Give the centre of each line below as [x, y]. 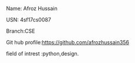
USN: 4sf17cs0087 [29, 20]
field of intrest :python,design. [43, 54]
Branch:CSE [21, 31]
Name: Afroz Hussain [32, 8]
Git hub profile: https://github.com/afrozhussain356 [68, 42]
